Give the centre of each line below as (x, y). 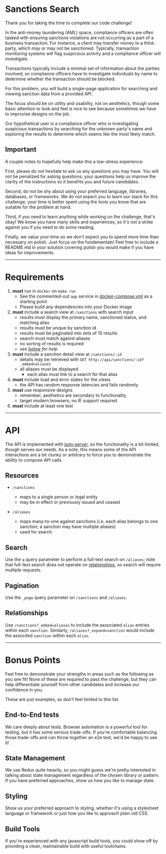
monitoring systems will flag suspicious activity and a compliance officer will (83, 53)
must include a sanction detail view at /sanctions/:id (67, 354)
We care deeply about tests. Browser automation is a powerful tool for (76, 727)
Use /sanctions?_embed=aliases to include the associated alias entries (77, 625)
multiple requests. (23, 570)
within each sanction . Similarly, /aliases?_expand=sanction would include (80, 630)
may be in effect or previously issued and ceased (70, 502)
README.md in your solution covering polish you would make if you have (80, 247)
